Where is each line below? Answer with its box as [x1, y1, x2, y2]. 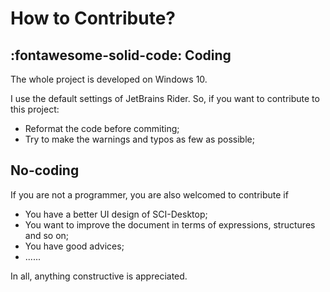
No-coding [10, 162, 80, 179]
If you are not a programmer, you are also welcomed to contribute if [10, 188, 289, 201]
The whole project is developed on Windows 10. [10, 73, 208, 85]
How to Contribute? [10, 7, 177, 30]
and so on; [24, 229, 70, 241]
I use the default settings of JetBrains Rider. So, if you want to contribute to [10, 93, 320, 104]
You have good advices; [24, 240, 125, 252]
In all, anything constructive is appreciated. [10, 270, 188, 282]
